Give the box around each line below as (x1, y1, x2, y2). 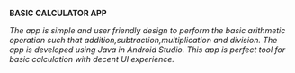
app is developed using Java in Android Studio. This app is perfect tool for (9, 44, 286, 55)
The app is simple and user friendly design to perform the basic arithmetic (9, 25, 286, 35)
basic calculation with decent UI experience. (9, 54, 175, 64)
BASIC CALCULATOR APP (9, 8, 107, 18)
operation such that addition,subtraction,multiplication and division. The (9, 35, 278, 45)
